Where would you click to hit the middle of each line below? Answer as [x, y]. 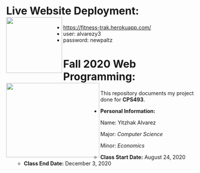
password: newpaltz [88, 40]
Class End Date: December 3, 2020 [68, 163]
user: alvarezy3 [82, 33]
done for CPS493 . [123, 99]
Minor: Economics [122, 145]
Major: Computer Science [132, 134]
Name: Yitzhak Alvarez [128, 122]
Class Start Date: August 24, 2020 [143, 157]
